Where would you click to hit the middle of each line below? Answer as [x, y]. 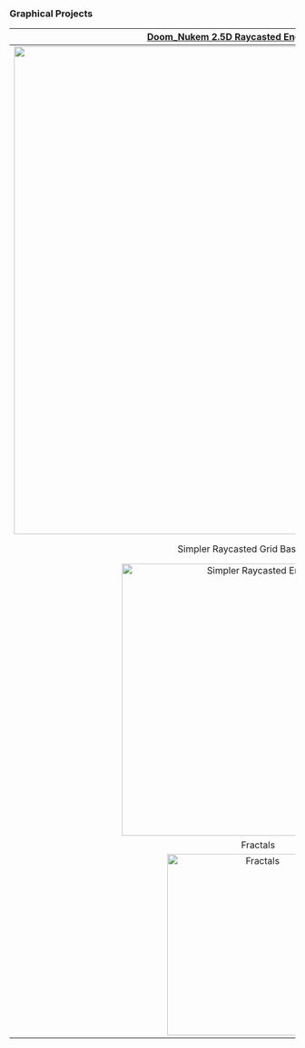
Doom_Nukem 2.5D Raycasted [214, 37]
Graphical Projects [51, 14]
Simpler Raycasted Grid [228, 549]
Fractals [258, 845]
